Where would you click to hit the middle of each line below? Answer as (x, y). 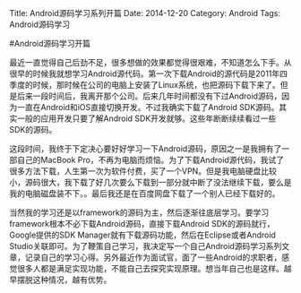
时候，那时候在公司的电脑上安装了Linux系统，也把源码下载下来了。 (156, 85)
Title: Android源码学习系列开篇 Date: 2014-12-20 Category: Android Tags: (145, 13)
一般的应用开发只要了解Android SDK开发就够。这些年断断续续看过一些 (146, 118)
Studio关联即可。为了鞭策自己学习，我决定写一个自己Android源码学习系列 (146, 246)
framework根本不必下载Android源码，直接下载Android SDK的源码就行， (142, 224)
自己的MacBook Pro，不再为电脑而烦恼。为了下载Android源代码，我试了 (150, 160)
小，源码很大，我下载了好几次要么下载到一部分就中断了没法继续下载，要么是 (150, 182)
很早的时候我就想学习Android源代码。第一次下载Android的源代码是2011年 (145, 73)
